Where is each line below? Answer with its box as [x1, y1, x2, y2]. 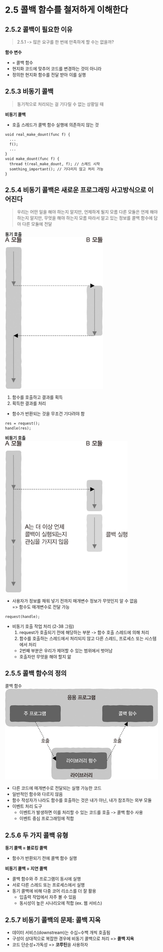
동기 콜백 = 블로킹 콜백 [5, 845, 48, 851]
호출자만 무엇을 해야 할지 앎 [19, 653, 71, 659]
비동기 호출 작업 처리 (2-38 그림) [12, 623, 74, 629]
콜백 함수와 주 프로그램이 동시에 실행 [12, 876, 81, 882]
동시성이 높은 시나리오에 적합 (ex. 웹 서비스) [19, 900, 102, 906]
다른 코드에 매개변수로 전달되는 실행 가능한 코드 [12, 785, 102, 791]
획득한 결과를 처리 [12, 400, 46, 406]
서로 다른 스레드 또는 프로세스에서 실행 [12, 882, 85, 888]
